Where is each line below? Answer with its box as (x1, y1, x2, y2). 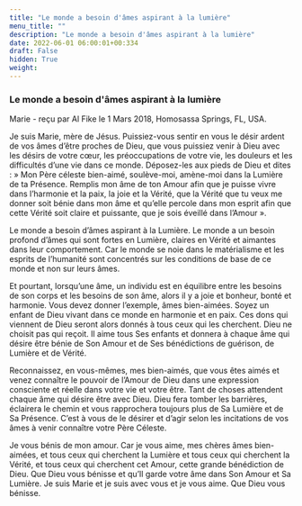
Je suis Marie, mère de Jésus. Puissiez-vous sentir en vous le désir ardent (9, 131, 285, 142)
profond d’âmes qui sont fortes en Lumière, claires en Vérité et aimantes (9, 235, 277, 246)
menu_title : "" (9, 22, 67, 31)
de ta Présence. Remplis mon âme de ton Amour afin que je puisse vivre (9, 179, 277, 190)
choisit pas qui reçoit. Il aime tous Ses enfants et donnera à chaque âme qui (9, 329, 290, 339)
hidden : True (9, 55, 58, 64)
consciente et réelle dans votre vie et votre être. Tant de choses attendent (9, 384, 283, 395)
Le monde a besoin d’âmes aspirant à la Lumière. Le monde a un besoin (9, 225, 275, 236)
